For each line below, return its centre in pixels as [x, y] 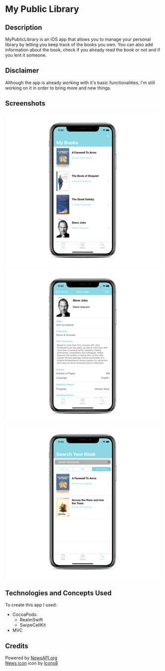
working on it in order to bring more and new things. [58, 88]
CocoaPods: [25, 615]
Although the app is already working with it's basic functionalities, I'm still [80, 82]
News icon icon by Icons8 [31, 663]
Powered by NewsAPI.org [31, 658]
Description [24, 28]
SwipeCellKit [33, 625]
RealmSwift [31, 620]
